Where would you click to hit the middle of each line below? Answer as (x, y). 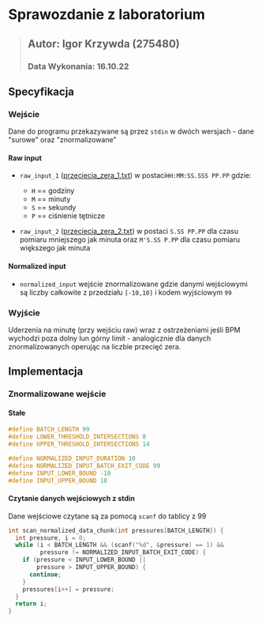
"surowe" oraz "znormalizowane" (62, 140)
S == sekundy (54, 208)
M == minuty (51, 199)
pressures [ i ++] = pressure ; (68, 589)
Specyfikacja (41, 91)
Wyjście (24, 312)
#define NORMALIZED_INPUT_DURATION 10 (72, 459)
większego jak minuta (55, 248)
